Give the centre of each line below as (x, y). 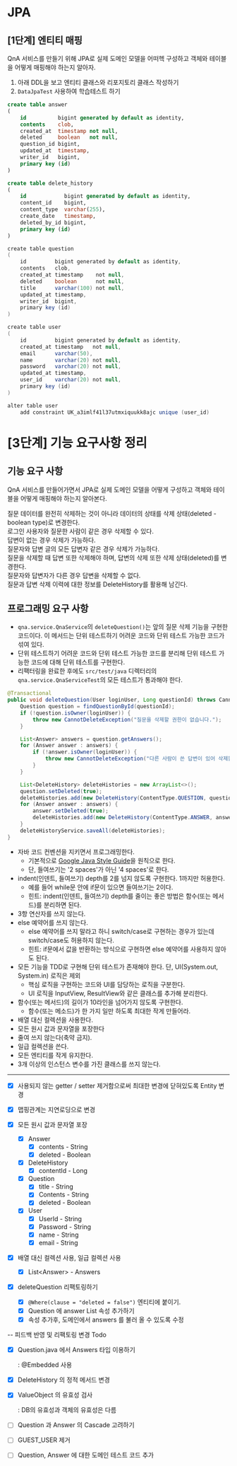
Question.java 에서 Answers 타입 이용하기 (76, 1350)
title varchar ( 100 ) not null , (72, 288)
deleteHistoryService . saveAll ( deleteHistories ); (93, 831)
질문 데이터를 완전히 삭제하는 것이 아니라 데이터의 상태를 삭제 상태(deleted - (112, 513)
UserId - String (60, 1218)
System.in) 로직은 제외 (49, 975)
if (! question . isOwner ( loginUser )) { (75, 713)
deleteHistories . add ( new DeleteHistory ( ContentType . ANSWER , (123, 818)
